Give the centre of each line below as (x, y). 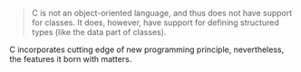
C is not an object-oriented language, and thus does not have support (162, 13)
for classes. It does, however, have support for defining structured (155, 22)
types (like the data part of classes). (99, 32)
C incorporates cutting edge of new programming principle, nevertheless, (147, 49)
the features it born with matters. (71, 59)
